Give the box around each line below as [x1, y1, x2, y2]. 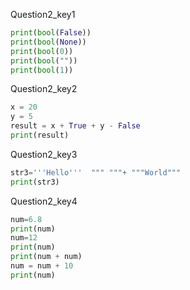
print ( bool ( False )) [10, 28, 92, 38]
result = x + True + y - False [10, 121, 141, 131]
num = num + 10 [10, 261, 74, 271]
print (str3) [10, 177, 60, 187]
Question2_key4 [10, 195, 78, 207]
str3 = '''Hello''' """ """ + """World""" [10, 167, 182, 178]
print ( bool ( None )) [10, 37, 87, 47]
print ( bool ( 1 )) [10, 65, 74, 75]
